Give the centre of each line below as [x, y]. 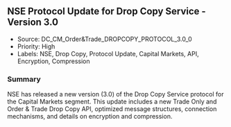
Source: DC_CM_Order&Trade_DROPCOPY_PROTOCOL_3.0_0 [104, 39]
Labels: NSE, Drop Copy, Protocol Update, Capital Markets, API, [108, 53]
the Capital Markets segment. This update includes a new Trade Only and [112, 102]
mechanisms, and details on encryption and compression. [90, 117]
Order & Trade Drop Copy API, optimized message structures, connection [112, 109]
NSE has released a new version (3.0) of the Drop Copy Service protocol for [115, 94]
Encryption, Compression [53, 61]
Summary [24, 79]
